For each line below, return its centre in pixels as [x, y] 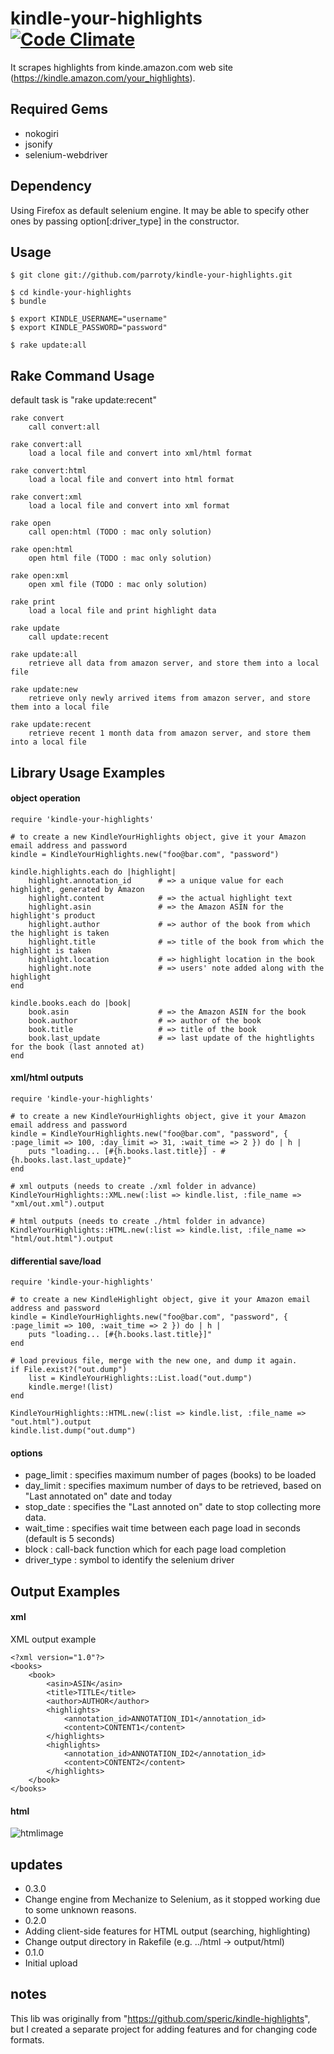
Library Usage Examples [88, 772]
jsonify [38, 144]
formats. [27, 2039]
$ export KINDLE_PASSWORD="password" [89, 328]
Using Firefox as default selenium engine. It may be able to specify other [160, 210]
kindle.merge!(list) [71, 1387]
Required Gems [59, 109]
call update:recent [69, 637]
